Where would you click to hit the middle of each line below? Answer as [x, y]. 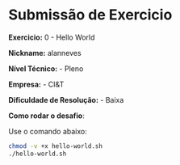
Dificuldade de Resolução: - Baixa [66, 99]
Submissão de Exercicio [90, 15]
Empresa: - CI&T [36, 84]
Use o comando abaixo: [48, 131]
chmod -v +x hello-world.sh [56, 146]
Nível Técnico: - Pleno [46, 68]
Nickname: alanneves [45, 53]
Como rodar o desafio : [46, 116]
